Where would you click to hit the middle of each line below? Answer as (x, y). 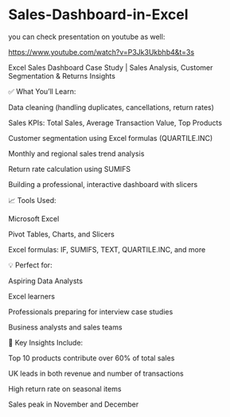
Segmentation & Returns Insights (62, 76)
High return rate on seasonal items (65, 388)
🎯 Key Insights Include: (46, 342)
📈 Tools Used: (33, 200)
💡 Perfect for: (31, 265)
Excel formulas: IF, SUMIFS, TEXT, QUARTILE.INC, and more (107, 249)
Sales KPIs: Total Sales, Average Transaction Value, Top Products (115, 123)
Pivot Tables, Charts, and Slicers (62, 234)
